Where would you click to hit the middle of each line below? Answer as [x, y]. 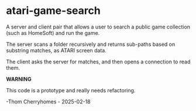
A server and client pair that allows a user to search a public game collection [98, 27]
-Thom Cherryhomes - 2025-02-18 [48, 101]
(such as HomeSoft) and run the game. [53, 33]
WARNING [19, 79]
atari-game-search [53, 11]
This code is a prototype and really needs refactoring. [71, 90]
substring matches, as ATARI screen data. [56, 50]
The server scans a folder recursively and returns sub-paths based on [91, 44]
